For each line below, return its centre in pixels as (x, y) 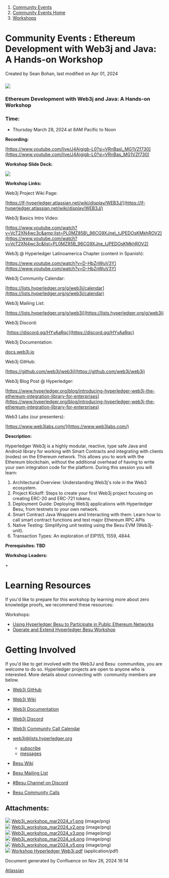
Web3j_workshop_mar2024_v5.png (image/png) (61, 845)
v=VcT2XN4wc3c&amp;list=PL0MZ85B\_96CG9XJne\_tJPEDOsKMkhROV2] (83, 233)
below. (12, 680)
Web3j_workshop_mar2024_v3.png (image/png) (61, 833)
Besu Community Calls (36, 792)
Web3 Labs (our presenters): (35, 417)
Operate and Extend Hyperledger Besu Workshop (64, 630)
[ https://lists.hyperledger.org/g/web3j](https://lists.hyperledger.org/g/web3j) (84, 313)
